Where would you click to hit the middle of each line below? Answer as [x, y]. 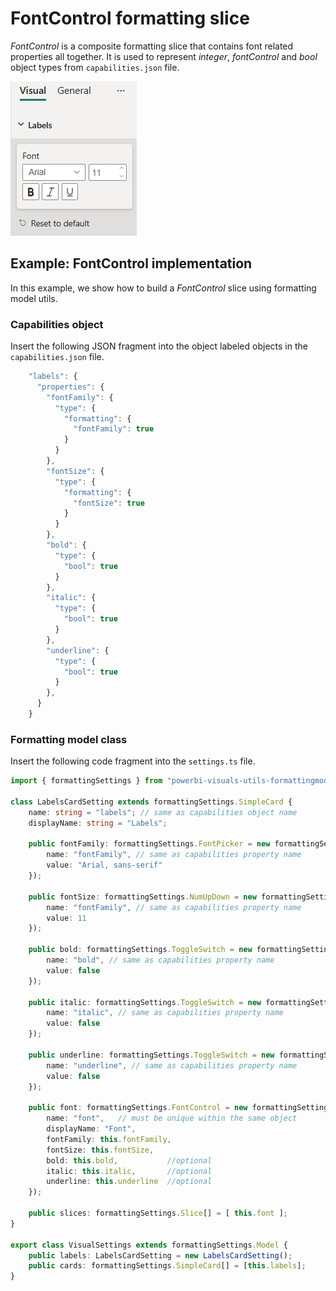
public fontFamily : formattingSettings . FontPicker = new [149, 844]
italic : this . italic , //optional [129, 1171]
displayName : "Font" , [91, 1129]
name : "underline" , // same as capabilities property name [172, 1065]
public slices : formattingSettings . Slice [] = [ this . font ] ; [158, 1213]
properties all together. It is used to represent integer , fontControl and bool [164, 56]
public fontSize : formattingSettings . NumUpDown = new [142, 897]
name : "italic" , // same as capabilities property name [165, 1013]
